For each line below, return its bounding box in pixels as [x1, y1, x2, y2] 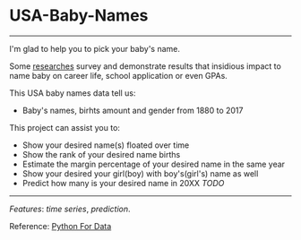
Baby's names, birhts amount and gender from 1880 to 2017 [21, 105, 244, 116]
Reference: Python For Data [9, 220, 112, 231]
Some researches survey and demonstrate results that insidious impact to [9, 60, 282, 72]
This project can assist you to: [9, 122, 121, 133]
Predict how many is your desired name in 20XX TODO [21, 177, 225, 188]
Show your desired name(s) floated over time [21, 140, 190, 150]
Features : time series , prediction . [9, 203, 132, 214]
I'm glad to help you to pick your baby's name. [9, 43, 181, 54]
